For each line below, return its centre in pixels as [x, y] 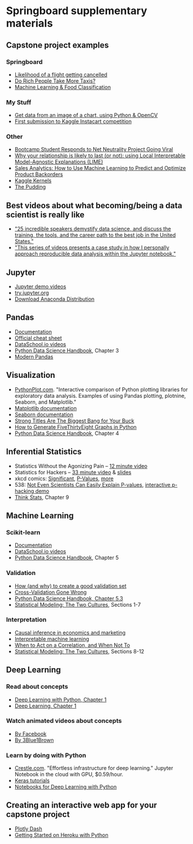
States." [24, 241]
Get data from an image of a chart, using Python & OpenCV [86, 115]
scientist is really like [45, 215]
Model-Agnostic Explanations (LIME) [59, 162]
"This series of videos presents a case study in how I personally [92, 248]
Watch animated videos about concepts [64, 721]
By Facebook [31, 733]
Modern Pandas [34, 357]
